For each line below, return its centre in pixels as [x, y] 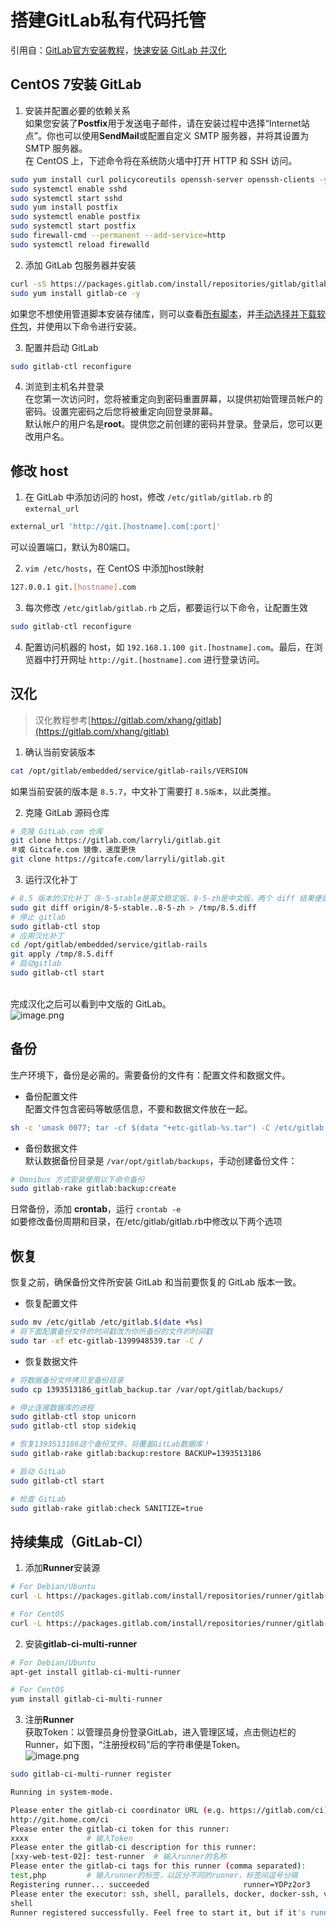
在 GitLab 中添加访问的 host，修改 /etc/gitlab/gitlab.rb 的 [148, 497]
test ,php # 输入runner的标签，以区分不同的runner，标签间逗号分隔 [154, 1876]
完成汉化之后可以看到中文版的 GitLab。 [91, 1003]
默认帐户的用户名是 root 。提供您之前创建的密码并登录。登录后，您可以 [169, 424]
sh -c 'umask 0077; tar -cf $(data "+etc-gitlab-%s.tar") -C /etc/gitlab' [169, 1127]
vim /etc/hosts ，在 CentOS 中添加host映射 [114, 568]
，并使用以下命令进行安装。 [85, 326]
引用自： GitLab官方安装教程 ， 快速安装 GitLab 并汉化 [118, 50]
